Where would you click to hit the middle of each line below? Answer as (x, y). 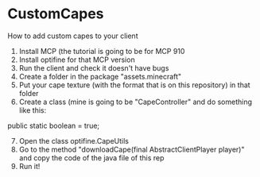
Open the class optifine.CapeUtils (74, 140)
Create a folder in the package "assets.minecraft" (100, 76)
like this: (33, 110)
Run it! (29, 166)
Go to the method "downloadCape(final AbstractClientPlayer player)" (132, 149)
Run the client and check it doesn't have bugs (94, 67)
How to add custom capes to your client (73, 36)
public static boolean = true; (54, 125)
